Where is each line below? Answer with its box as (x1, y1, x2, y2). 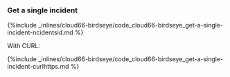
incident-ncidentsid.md (7, 28, 74, 36)
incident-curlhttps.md (7, 63, 69, 71)
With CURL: (7, 42, 40, 50)
